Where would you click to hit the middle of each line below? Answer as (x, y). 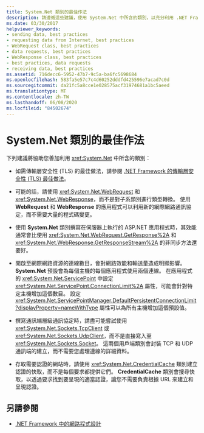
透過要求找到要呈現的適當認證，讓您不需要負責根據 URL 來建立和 (113, 379)
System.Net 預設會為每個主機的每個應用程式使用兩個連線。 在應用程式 (104, 271)
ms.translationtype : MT (36, 91)
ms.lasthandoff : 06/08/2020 (42, 102)
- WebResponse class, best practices (54, 57)
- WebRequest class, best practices (53, 46)
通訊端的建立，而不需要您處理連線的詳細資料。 (73, 351)
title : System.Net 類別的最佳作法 (47, 12)
